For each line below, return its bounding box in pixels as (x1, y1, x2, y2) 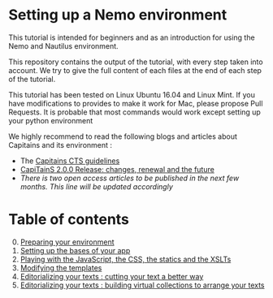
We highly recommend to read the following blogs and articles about (8, 132, 238, 141)
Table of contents (8, 210, 130, 229)
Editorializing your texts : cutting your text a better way (19, 271, 204, 281)
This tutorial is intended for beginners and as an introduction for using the (8, 32, 255, 42)
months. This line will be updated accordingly (19, 181, 173, 192)
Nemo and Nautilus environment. (8, 41, 119, 50)
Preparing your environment (19, 237, 115, 247)
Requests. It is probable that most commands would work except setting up (8, 107, 262, 117)
